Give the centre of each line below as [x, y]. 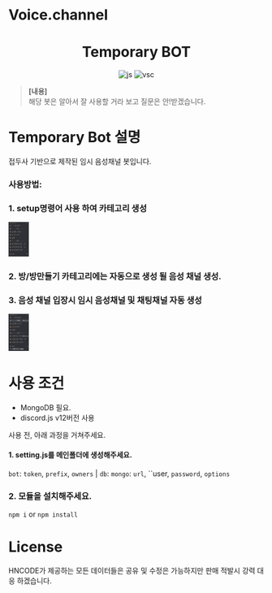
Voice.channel [58, 15]
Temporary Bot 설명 [75, 138]
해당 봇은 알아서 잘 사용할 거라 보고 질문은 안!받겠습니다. [117, 102]
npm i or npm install [43, 514]
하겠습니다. [35, 580]
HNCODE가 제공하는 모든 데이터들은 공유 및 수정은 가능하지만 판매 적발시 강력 [132, 570]
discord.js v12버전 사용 [57, 418]
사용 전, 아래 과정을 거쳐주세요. [57, 435]
